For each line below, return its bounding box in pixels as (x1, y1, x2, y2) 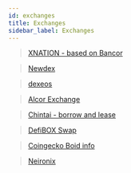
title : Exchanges (8, 19, 66, 27)
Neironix (27, 156, 56, 166)
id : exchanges (8, 11, 56, 20)
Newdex (27, 64, 56, 73)
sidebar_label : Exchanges (8, 26, 94, 34)
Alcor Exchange (27, 95, 81, 104)
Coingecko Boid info (27, 141, 95, 151)
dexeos (27, 79, 53, 88)
